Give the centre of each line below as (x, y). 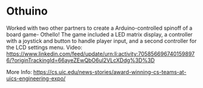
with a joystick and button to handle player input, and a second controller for (101, 41)
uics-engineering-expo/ (36, 78)
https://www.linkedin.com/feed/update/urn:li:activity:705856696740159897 (101, 53)
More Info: (19, 72)
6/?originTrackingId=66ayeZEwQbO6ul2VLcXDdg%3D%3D (81, 60)
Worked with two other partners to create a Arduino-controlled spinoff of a (99, 28)
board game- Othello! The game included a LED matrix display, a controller (99, 34)
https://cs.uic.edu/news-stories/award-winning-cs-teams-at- (110, 72)
